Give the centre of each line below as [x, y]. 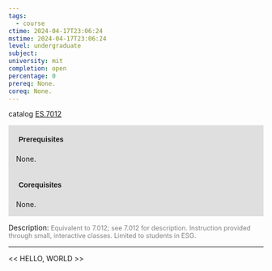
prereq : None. [32, 83]
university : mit [36, 61]
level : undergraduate [45, 46]
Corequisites [40, 185]
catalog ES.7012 [35, 114]
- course [30, 23]
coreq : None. [30, 91]
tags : [17, 16]
